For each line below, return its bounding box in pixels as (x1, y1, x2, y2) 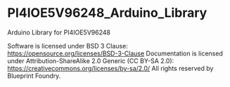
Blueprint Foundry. (7, 72, 61, 80)
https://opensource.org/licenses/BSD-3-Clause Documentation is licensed (7, 49, 223, 58)
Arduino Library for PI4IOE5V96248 (7, 28, 111, 36)
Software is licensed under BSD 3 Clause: (7, 41, 128, 50)
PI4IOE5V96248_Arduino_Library (7, 5, 207, 21)
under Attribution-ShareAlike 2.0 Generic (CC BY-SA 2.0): (7, 56, 174, 65)
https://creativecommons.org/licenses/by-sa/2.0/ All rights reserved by (7, 64, 214, 72)
